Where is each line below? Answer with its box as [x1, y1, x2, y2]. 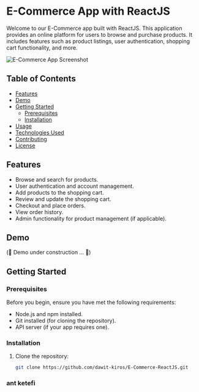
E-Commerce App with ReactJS [6, 4, 170, 18]
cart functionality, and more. [6, 44, 78, 51]
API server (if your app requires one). [15, 324, 109, 331]
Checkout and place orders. [15, 202, 86, 209]
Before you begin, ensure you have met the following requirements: [6, 298, 176, 306]
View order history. [15, 208, 64, 215]
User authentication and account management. [15, 182, 135, 190]
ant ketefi [6, 379, 36, 388]
